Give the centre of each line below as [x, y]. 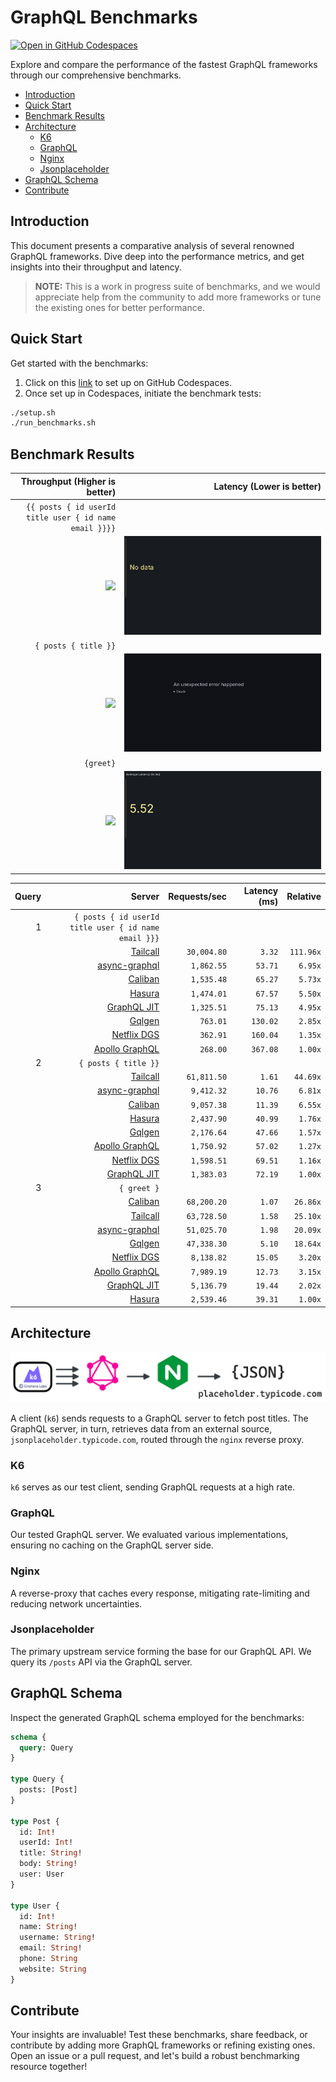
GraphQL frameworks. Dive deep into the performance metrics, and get [157, 256]
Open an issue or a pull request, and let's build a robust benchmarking [155, 2056]
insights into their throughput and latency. [96, 267]
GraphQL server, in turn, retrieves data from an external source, [141, 1428]
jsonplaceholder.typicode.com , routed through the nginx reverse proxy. [157, 1439]
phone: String [48, 1959]
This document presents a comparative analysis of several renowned [152, 245]
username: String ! [58, 1937]
